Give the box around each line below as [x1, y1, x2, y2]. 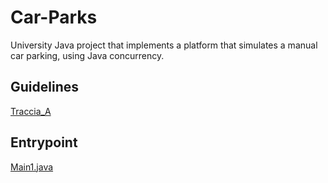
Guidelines [10, 79, 79, 96]
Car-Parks [10, 6, 98, 29]
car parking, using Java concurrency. [10, 49, 165, 61]
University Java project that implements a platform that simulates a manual [10, 39, 318, 51]
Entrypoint [10, 134, 78, 151]
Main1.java [10, 161, 54, 173]
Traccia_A [10, 105, 52, 117]
